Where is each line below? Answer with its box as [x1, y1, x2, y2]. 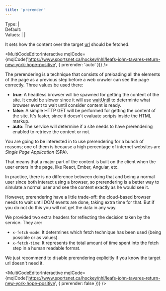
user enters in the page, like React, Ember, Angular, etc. [5, 164, 119, 170]
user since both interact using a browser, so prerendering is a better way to [5, 179, 160, 185]
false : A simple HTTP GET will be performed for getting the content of [12, 107, 156, 113]
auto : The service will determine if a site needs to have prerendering [12, 123, 153, 129]
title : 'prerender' [5, 7, 46, 12]
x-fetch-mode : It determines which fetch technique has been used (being [12, 229, 162, 235]
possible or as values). [12, 234, 59, 240]
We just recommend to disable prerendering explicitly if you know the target [5, 255, 161, 261]
